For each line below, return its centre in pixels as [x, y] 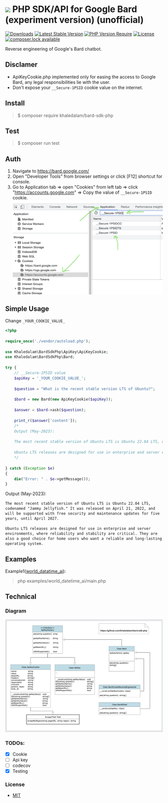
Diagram [16, 611]
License [15, 784]
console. [21, 182]
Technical [21, 597]
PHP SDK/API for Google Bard [75, 9]
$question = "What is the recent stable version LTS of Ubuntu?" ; [85, 389]
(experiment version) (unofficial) [74, 20]
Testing [20, 771]
